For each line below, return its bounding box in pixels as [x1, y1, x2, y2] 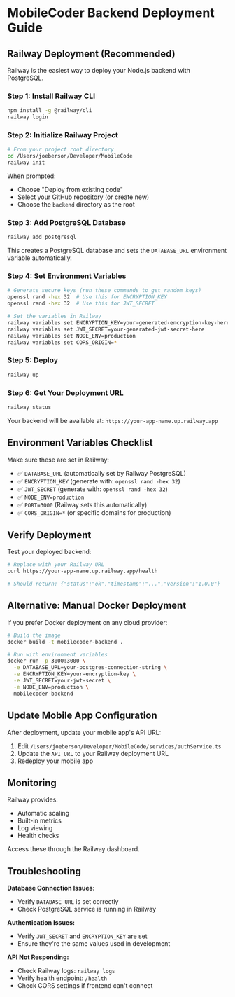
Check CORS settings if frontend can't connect [17, 982, 153, 990]
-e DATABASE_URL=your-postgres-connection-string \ [13, 664, 168, 671]
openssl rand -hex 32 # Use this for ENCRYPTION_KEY [7, 294, 168, 301]
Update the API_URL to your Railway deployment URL [17, 749, 169, 757]
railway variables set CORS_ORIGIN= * [7, 338, 117, 346]
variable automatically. [7, 254, 72, 262]
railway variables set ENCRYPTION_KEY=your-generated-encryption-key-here [7, 319, 230, 326]
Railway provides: [7, 795, 58, 804]
